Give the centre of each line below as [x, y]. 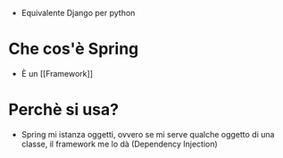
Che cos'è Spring [74, 49]
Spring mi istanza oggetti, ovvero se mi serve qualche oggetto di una [148, 134]
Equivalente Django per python [78, 13]
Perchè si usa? [64, 110]
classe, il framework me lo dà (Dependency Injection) [119, 144]
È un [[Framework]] [57, 73]
